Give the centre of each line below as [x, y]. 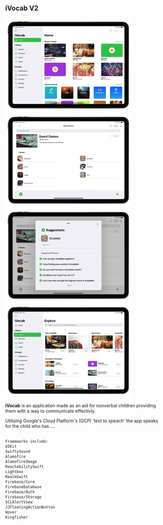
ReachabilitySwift [24, 467]
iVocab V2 [22, 8]
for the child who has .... [30, 426]
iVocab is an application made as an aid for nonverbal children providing [81, 405]
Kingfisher [17, 517]
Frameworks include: [27, 441]
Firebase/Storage [23, 497]
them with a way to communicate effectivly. [50, 411]
